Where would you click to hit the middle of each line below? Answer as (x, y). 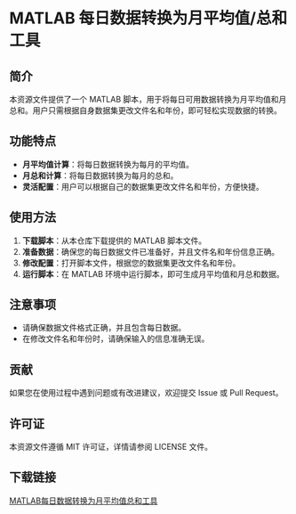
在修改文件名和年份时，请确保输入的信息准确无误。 (116, 339)
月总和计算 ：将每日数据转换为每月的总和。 (100, 175)
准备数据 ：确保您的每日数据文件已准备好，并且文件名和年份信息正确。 (151, 251)
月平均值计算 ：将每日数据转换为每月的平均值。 (108, 164)
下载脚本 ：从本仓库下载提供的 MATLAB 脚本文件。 (114, 241)
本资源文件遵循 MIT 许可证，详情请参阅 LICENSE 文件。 (111, 447)
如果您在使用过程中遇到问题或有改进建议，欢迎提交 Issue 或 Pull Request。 (146, 393)
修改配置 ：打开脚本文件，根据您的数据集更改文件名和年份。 (131, 263)
